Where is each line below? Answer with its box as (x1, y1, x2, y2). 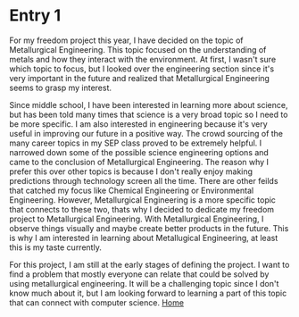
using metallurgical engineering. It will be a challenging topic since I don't (9, 278, 279, 288)
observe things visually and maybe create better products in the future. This (9, 222, 289, 233)
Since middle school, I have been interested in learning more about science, (9, 99, 288, 110)
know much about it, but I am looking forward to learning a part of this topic (9, 288, 287, 298)
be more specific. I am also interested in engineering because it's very (9, 118, 268, 129)
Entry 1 (9, 5, 62, 26)
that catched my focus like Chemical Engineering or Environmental (9, 185, 254, 196)
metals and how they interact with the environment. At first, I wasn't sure (9, 54, 277, 64)
